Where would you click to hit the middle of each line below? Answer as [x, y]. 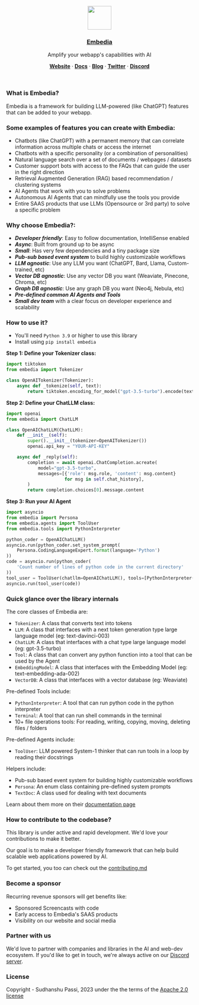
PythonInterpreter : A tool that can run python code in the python [94, 703]
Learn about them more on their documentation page [71, 804]
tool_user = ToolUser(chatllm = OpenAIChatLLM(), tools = [75, 578]
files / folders [31, 728]
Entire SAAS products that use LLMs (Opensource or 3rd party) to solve [102, 203]
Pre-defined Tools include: [38, 691]
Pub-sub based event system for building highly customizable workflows [104, 780]
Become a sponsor [33, 884]
